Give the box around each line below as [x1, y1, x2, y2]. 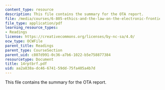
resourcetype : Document [5, 57, 54, 62]
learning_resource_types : [5, 25, 58, 30]
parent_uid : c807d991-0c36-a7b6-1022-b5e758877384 [5, 52, 111, 57]
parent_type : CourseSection [5, 48, 63, 53]
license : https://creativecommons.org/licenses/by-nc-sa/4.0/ [5, 35, 135, 39]
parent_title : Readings [5, 43, 54, 48]
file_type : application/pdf [5, 20, 63, 26]
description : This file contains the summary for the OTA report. [5, 12, 144, 17]
